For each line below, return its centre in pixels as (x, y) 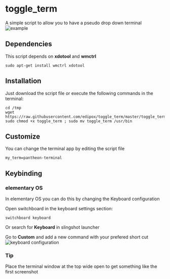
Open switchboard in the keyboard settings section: (59, 209)
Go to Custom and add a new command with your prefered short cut (77, 237)
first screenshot (22, 272)
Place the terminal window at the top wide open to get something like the (81, 266)
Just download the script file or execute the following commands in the (79, 93)
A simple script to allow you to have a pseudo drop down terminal (73, 23)
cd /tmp (13, 108)
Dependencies (29, 44)
